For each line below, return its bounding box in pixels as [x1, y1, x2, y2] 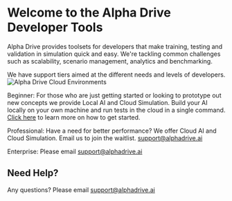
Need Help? [7, 167, 59, 179]
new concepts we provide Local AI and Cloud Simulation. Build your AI [7, 98, 208, 106]
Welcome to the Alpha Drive [7, 5, 172, 21]
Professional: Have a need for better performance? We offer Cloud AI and [7, 126, 217, 135]
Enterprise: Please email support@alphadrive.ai [7, 147, 143, 155]
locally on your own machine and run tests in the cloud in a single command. [7, 106, 226, 114]
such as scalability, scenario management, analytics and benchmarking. [7, 57, 213, 65]
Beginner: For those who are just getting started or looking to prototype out [7, 91, 222, 99]
